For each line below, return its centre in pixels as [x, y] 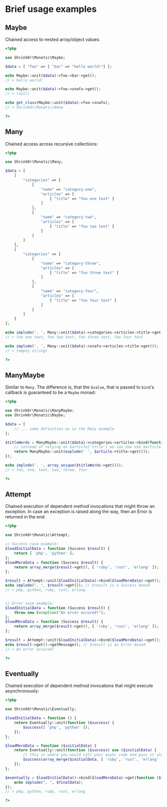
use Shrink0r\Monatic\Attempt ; [38, 535]
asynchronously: [22, 691]
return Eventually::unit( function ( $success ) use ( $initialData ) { [85, 750]
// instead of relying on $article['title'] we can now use [78, 447]
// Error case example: [30, 603]
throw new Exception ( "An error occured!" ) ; [60, 612]
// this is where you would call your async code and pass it [89, 755]
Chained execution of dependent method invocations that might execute [79, 686]
